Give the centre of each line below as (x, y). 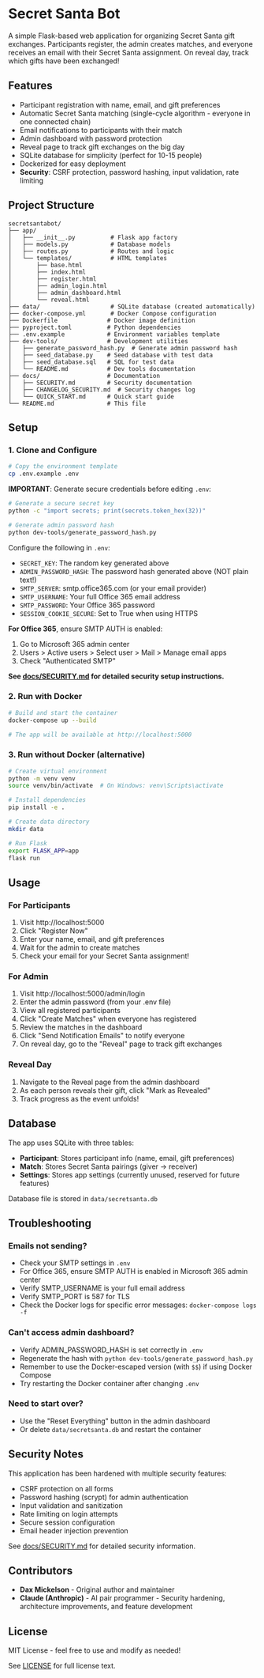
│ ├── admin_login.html (58, 285)
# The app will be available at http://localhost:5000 (100, 735)
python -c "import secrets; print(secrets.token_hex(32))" (107, 511)
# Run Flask (28, 843)
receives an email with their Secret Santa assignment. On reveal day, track (129, 52)
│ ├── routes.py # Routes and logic (91, 251)
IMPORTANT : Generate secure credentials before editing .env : (110, 489)
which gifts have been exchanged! (64, 61)
